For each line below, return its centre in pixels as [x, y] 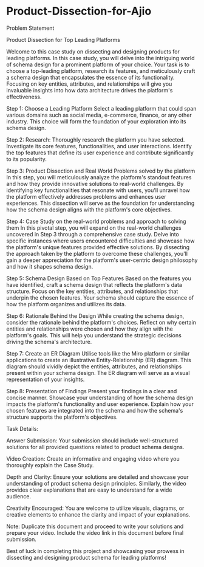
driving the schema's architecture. [49, 342]
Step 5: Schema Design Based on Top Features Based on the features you [99, 278]
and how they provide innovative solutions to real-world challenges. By [95, 184]
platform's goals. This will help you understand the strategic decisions [94, 335]
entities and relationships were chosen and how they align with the [90, 329]
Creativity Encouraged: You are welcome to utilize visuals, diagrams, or [95, 508]
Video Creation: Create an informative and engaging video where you [93, 459]
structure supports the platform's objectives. [62, 417]
